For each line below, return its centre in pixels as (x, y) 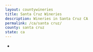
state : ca (15, 32)
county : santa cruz (25, 28)
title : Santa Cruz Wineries (34, 14)
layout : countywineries (29, 9)
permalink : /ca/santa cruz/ (34, 23)
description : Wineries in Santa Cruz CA (47, 18)
